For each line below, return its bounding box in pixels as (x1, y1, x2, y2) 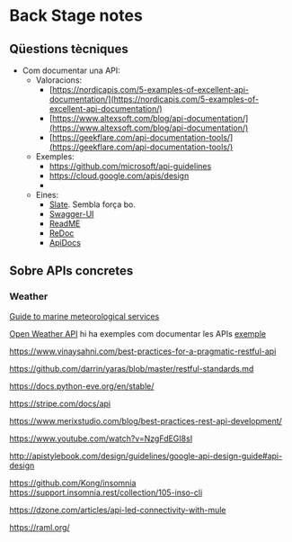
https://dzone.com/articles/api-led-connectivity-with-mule (9, 504, 226, 515)
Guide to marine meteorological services (9, 311, 160, 321)
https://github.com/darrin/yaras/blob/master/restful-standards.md (9, 363, 254, 374)
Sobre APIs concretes (9, 263, 134, 279)
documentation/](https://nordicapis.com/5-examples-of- (49, 94, 259, 104)
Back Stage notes (9, 5, 144, 26)
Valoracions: (35, 75, 83, 86)
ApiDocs (49, 238, 81, 248)
